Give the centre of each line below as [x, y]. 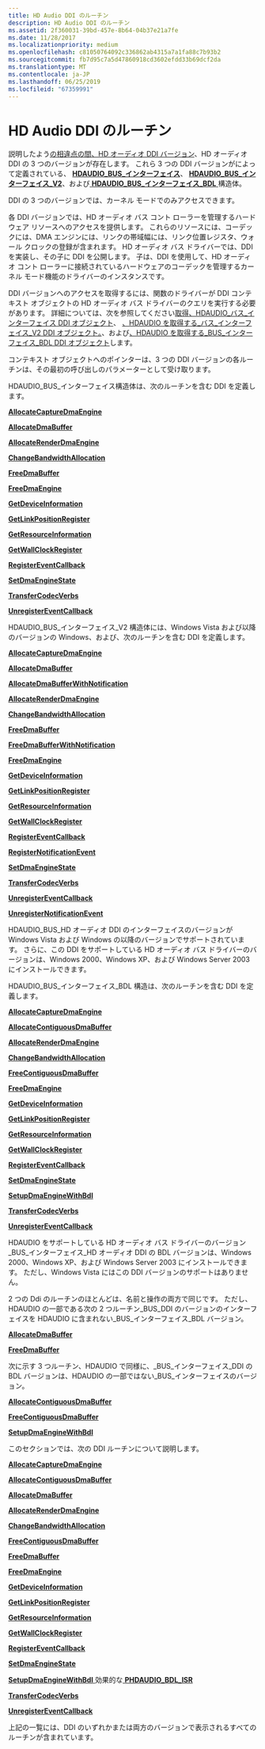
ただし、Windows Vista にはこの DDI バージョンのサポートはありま [132, 1272]
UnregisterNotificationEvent [56, 913]
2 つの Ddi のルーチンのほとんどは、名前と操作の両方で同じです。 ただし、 [130, 1299]
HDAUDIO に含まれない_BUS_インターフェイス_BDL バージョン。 [143, 1319]
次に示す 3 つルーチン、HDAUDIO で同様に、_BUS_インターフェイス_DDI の [131, 1366]
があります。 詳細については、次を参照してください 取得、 [102, 313]
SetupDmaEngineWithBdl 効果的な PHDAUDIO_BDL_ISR [100, 1680]
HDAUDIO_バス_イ [225, 313]
